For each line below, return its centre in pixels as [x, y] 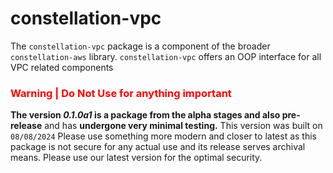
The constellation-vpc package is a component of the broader [140, 46]
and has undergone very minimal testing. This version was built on [183, 126]
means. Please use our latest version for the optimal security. [136, 158]
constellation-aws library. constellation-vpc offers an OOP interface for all [166, 56]
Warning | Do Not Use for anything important [121, 93]
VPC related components [62, 67]
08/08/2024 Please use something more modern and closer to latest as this [163, 136]
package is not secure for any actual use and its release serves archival [158, 147]
